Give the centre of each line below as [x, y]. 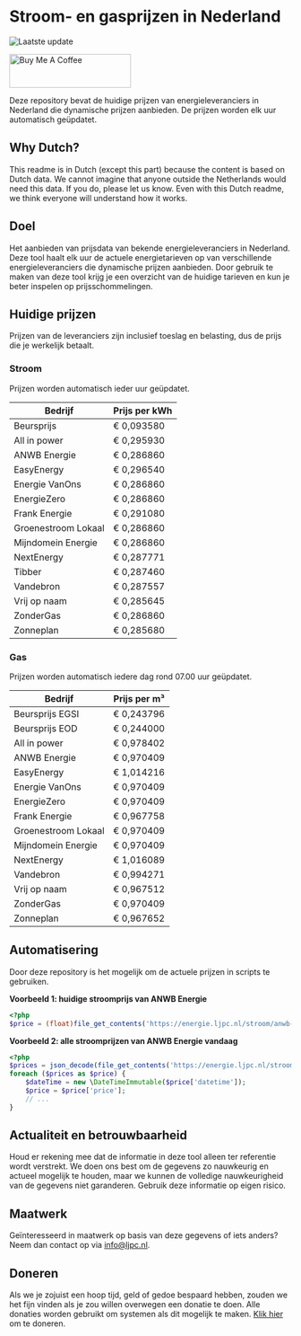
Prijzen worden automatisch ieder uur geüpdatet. [99, 388]
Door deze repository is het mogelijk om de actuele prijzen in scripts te [140, 971]
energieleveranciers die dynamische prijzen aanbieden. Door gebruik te [141, 267]
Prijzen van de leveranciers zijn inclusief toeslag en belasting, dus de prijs [146, 336]
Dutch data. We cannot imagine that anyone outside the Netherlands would [148, 179]
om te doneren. [38, 1323]
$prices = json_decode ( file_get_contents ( [90, 1066]
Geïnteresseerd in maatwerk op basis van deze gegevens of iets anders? [144, 1235]
